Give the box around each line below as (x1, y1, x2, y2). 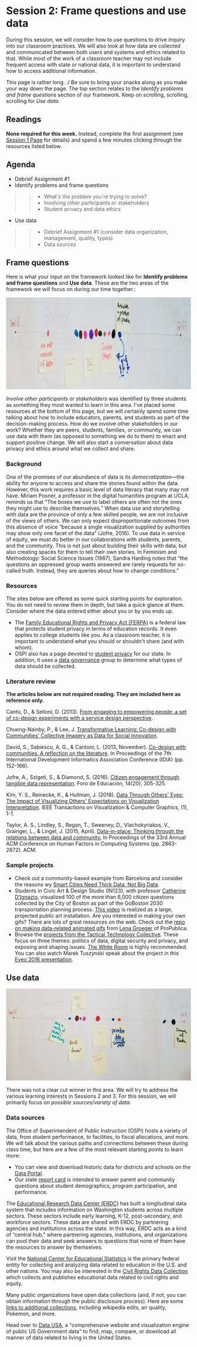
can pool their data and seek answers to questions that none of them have (6, 1237, 186, 1244)
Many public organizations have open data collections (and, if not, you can (6, 1291, 186, 1298)
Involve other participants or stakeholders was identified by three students (6, 395, 186, 402)
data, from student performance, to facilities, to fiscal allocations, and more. (6, 1133, 189, 1140)
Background (6, 460, 42, 468)
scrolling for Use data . (6, 97, 60, 104)
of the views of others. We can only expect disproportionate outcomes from (6, 517, 189, 524)
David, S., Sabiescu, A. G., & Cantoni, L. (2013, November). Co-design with (6, 744, 186, 751)
